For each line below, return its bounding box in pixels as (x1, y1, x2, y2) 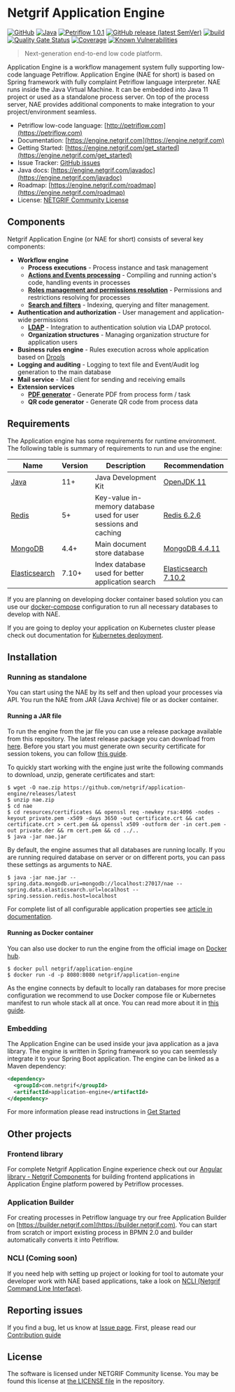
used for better (94, 568, 145, 578)
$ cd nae (7, 802, 33, 810)
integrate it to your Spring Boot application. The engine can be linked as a (7, 1054, 219, 1063)
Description (106, 460, 146, 470)
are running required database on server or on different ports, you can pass (7, 853, 225, 861)
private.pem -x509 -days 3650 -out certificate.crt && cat (29, 815, 205, 822)
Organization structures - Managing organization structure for (27, 330, 210, 338)
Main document (94, 539, 147, 549)
